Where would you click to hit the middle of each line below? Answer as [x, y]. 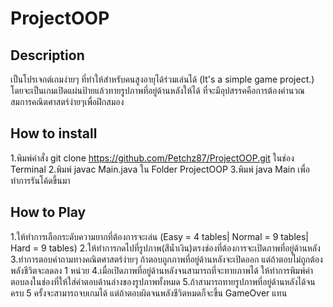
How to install [54, 133]
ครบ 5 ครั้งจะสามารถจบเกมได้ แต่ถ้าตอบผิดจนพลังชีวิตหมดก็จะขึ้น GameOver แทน [149, 293]
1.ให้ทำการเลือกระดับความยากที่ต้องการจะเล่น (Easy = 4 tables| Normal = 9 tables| [160, 236]
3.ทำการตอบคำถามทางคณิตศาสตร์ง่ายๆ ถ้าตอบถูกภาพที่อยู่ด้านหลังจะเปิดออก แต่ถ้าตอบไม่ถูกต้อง [166, 259]
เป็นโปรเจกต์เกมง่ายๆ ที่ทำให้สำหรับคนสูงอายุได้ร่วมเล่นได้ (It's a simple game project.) [162, 79]
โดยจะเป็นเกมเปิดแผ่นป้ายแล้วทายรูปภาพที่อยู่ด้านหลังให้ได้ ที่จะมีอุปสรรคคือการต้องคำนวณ [157, 90]
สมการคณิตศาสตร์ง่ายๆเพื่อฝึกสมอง [67, 101]
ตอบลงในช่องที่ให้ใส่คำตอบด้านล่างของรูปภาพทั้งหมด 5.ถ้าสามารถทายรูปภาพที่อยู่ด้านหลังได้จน [163, 281]
